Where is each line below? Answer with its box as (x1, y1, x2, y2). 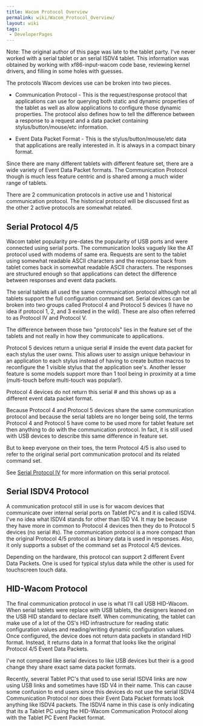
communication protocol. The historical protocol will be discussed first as (6, 198, 190, 205)
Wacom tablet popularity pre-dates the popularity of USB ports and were (6, 238, 188, 245)
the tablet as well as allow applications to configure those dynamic (15, 104, 182, 111)
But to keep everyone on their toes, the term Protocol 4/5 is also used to (6, 444, 187, 451)
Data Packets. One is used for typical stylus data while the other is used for (6, 559, 194, 567)
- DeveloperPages (8, 32, 53, 38)
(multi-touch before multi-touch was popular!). (6, 376, 123, 384)
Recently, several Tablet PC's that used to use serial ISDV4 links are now (6, 675, 187, 682)
